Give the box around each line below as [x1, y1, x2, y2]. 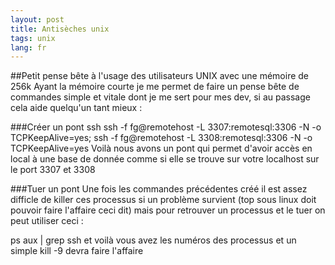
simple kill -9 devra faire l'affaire [10, 245, 144, 257]
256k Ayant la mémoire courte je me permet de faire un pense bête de [10, 81, 300, 93]
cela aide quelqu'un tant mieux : [10, 102, 143, 114]
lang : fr [10, 42, 47, 53]
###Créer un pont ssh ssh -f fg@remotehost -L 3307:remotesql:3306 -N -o [10, 121, 322, 133]
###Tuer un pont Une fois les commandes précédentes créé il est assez [10, 183, 308, 195]
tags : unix [10, 33, 56, 43]
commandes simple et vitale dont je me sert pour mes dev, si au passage [10, 91, 311, 103]
